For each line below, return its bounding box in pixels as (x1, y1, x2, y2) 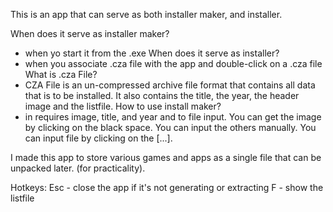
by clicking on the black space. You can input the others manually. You (24, 122, 317, 133)
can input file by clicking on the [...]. (24, 132, 173, 144)
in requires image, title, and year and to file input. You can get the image (24, 111, 322, 123)
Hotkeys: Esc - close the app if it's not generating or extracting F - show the (10, 182, 324, 193)
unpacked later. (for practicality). (10, 162, 146, 174)
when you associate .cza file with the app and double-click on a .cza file (24, 58, 323, 69)
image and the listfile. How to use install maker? (24, 100, 222, 112)
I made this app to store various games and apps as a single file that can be (10, 152, 322, 163)
